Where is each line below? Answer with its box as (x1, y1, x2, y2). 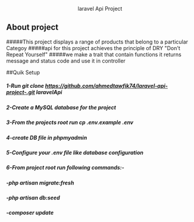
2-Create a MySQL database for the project (6, 104, 116, 111)
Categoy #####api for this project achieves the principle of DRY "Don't (6, 44, 180, 51)
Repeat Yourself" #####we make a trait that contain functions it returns (6, 51, 182, 58)
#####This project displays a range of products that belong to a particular (6, 38, 189, 45)
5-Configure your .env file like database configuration (6, 149, 144, 156)
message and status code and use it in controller (6, 57, 126, 64)
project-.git (6, 89, 35, 96)
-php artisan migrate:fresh (6, 179, 74, 186)
